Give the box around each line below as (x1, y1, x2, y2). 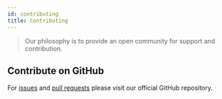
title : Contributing (7, 17, 69, 24)
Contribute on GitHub (7, 65, 105, 77)
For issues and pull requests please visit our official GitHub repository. (7, 83, 213, 93)
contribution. (24, 44, 63, 53)
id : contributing (7, 10, 59, 18)
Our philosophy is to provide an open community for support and (24, 36, 216, 45)
